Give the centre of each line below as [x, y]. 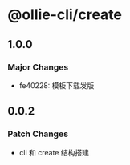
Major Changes [38, 67]
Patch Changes [38, 134]
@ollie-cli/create [65, 15]
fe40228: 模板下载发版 [57, 85]
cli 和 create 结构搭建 [54, 152]
